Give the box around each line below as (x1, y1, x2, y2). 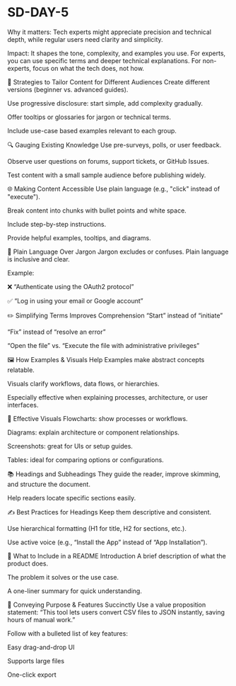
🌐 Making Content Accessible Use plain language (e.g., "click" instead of (7, 184, 220, 193)
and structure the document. (7, 480, 90, 488)
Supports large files (7, 656, 65, 665)
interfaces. (7, 400, 39, 409)
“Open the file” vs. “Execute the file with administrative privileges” (7, 341, 200, 349)
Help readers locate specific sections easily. (7, 493, 136, 502)
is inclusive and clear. (7, 254, 71, 263)
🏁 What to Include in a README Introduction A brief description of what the (7, 551, 226, 560)
